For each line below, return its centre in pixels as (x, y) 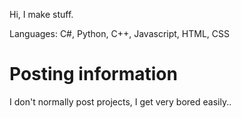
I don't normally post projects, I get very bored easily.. (120, 101)
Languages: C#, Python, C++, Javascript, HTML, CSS (119, 33)
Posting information (93, 74)
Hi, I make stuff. (41, 14)
